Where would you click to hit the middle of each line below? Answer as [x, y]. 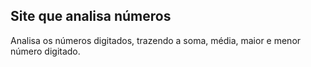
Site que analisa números [91, 16]
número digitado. [45, 51]
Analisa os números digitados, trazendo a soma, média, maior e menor [156, 40]
